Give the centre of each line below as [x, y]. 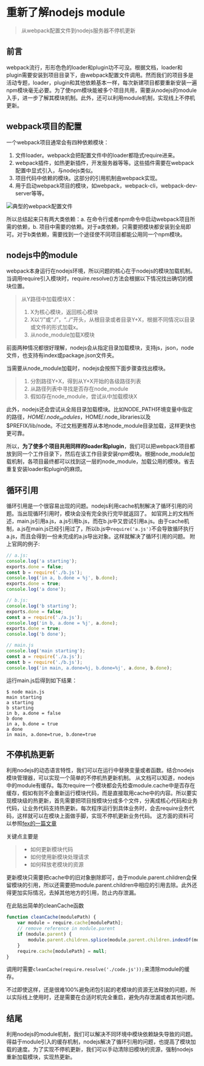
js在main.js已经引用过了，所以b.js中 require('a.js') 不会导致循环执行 [107, 528]
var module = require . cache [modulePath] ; [70, 923]
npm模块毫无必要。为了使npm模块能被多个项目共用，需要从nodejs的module [102, 90]
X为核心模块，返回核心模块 [64, 312]
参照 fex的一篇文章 [34, 824]
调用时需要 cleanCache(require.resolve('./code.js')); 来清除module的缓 [98, 969]
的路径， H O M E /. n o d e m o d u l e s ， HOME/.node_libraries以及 [79, 418]
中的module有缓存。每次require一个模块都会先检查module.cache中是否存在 [101, 786]
